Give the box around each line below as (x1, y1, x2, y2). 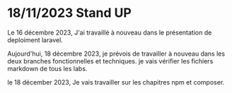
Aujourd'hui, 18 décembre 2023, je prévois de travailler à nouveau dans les (7, 49, 225, 58)
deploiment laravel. (7, 35, 64, 44)
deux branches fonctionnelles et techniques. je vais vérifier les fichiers (7, 56, 214, 65)
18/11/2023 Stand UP (7, 5, 132, 21)
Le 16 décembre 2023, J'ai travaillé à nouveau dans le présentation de (7, 28, 212, 37)
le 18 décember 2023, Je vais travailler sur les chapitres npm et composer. (7, 77, 225, 86)
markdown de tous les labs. (7, 64, 88, 73)
